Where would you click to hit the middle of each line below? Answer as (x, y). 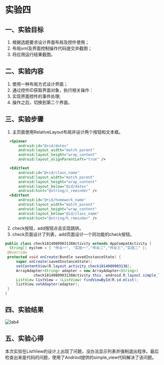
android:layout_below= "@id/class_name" (58, 214)
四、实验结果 (24, 310)
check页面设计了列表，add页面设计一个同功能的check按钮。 (73, 234)
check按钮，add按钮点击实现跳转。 (48, 228)
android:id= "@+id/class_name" (49, 172)
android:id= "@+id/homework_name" (52, 200)
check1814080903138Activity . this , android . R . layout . (88, 275)
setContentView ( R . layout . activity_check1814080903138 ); (74, 266)
